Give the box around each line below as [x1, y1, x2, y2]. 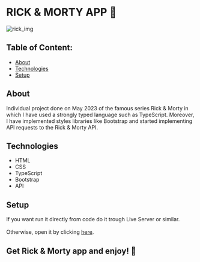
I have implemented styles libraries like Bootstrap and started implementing [6, 117, 193, 125]
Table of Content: [6, 43, 73, 53]
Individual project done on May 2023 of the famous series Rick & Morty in [6, 104, 189, 112]
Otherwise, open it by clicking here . [6, 228, 94, 236]
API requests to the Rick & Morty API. [6, 124, 98, 131]
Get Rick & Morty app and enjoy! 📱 [6, 246, 136, 256]
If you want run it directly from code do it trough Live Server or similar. [6, 216, 180, 223]
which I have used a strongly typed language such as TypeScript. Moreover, [6, 111, 195, 118]
